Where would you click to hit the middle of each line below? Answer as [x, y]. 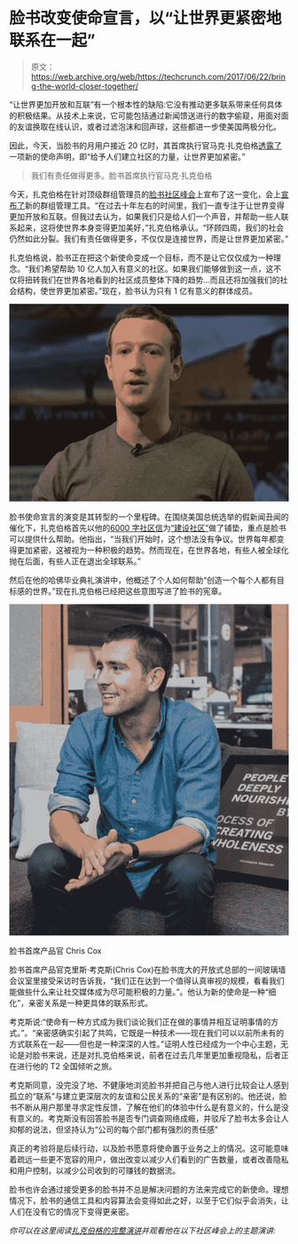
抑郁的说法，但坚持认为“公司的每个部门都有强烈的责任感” [114, 1129]
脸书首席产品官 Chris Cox [55, 950]
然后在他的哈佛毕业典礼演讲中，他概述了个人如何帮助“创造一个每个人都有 [143, 580]
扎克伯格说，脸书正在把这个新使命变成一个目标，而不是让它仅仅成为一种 [141, 258]
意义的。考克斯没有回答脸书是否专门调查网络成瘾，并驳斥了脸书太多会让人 [153, 1118]
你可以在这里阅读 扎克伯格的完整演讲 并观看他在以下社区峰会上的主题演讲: [143, 1230]
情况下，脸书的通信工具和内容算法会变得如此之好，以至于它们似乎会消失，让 [149, 1200]
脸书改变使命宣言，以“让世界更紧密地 [145, 18]
